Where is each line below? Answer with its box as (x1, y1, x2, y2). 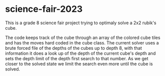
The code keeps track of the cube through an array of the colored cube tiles (5, 35, 161, 40)
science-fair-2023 (5, 3, 83, 15)
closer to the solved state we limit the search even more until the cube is (5, 61, 153, 67)
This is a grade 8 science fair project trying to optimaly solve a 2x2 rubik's (5, 20, 157, 26)
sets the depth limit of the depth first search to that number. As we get (5, 55, 149, 61)
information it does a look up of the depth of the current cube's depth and (5, 50, 156, 56)
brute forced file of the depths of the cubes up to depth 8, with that (5, 45, 142, 51)
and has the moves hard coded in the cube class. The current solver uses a (5, 39, 159, 45)
